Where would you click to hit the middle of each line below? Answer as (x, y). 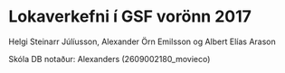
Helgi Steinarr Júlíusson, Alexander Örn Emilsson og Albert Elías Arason (142, 41)
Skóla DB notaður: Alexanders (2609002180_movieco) (109, 59)
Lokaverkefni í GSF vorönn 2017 (130, 17)
